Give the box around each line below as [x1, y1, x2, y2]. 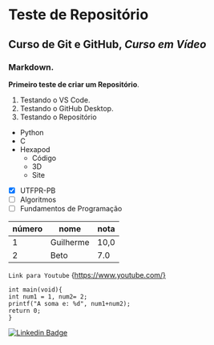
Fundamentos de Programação [19, 204, 123, 213]
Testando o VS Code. [19, 94, 91, 105]
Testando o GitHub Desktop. [19, 103, 114, 113]
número [12, 223, 42, 235]
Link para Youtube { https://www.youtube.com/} [8, 271, 167, 280]
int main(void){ [8, 286, 63, 294]
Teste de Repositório [8, 6, 149, 24]
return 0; [8, 307, 42, 315]
